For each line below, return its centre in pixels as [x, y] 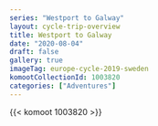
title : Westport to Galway [61, 35]
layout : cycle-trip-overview [65, 26]
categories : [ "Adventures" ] [63, 86]
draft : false [34, 52]
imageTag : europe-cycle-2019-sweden [79, 69]
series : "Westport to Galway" [67, 18]
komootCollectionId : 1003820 [65, 78]
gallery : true [37, 60]
